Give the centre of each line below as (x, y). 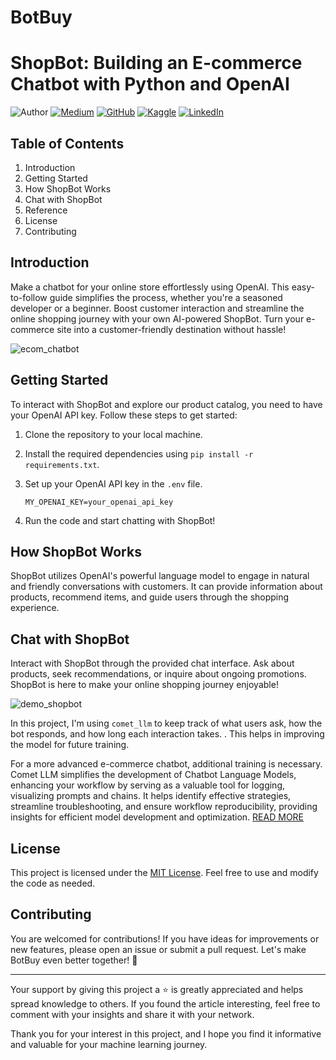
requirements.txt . (62, 464)
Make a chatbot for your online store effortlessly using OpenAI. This (150, 287)
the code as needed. (53, 883)
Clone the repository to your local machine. (113, 434)
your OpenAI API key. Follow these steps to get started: (124, 415)
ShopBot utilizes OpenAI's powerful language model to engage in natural (160, 576)
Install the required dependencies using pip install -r (139, 453)
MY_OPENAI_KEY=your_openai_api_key (99, 502)
